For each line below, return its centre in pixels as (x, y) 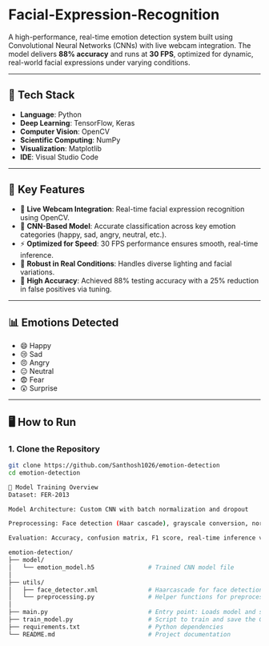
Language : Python (50, 114)
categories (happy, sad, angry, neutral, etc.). (93, 235)
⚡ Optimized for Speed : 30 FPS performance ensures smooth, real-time (139, 243)
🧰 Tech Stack (42, 95)
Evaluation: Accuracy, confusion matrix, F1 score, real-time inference (132, 538)
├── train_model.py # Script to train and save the (132, 620)
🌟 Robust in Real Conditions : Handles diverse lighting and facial (126, 263)
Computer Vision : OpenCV (65, 131)
